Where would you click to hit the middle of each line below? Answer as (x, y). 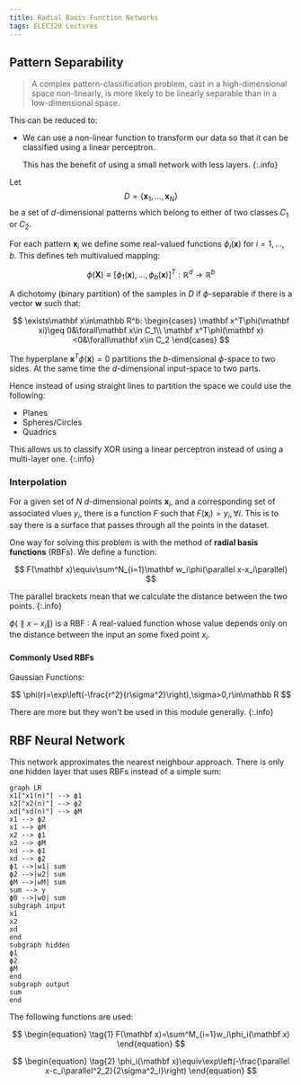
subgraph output (40, 984)
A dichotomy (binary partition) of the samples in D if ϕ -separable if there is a (151, 294)
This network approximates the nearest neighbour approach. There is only (147, 762)
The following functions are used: (71, 1017)
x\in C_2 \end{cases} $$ (185, 340)
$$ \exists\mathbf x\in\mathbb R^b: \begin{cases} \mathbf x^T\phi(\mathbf (151, 321)
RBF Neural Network (67, 741)
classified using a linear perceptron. (89, 147)
